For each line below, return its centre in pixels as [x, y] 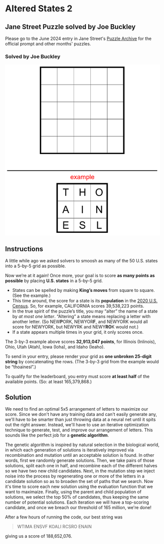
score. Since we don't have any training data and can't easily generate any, [81, 415]
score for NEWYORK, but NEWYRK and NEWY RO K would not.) [75, 327]
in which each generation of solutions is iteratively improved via [69, 450]
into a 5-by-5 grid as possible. [36, 266]
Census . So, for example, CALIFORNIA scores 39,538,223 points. [78, 306]
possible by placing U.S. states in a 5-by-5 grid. [54, 281]
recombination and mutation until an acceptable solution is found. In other [80, 455]
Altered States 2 [39, 9]
